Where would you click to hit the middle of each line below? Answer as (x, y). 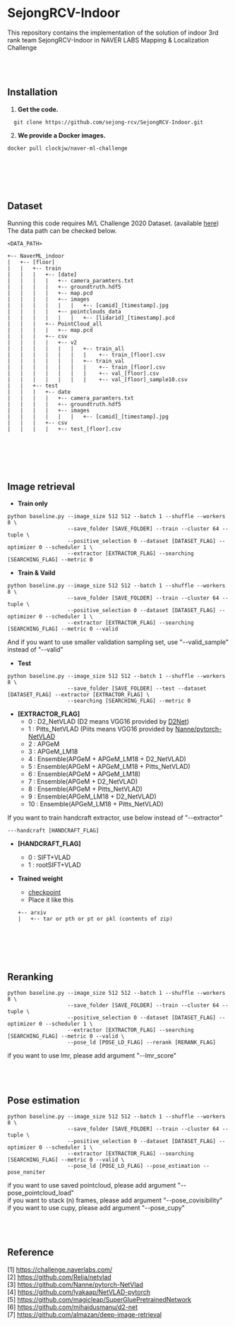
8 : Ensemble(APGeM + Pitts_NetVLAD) (85, 789)
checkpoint (44, 892)
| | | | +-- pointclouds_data (64, 311)
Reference (31, 1252)
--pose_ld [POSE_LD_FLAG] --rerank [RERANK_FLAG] (142, 1043)
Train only (32, 503)
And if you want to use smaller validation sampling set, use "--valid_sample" (118, 642)
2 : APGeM (44, 744)
